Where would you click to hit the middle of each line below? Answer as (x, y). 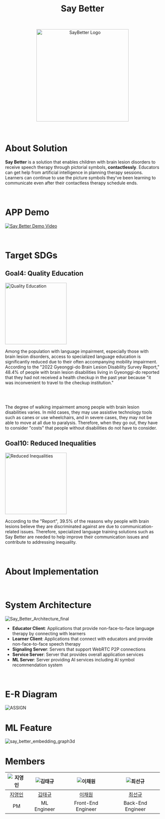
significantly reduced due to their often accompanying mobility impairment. (81, 361)
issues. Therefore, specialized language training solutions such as (87, 531)
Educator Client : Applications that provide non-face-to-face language (83, 628)
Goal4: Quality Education (44, 274)
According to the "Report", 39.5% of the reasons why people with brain (77, 521)
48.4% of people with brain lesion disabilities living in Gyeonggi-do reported (82, 372)
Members (25, 761)
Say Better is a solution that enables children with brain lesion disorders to (80, 162)
